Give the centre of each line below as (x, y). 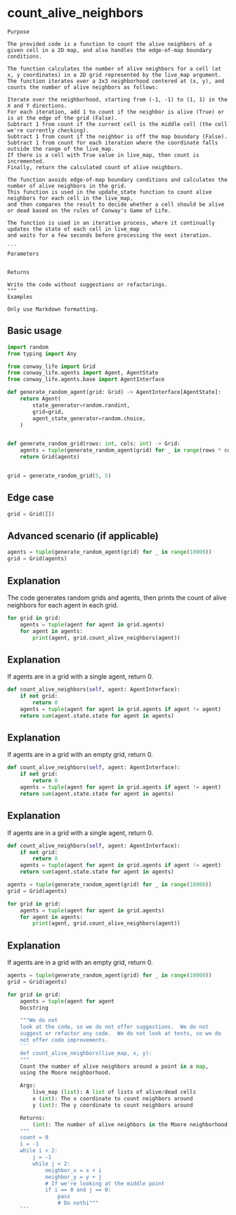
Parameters (23, 254)
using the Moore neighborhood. (66, 1073)
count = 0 (34, 1137)
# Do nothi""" (78, 1203)
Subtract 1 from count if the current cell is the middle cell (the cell (118, 124)
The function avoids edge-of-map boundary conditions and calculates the (118, 180)
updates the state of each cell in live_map (73, 229)
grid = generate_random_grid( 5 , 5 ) (59, 476)
